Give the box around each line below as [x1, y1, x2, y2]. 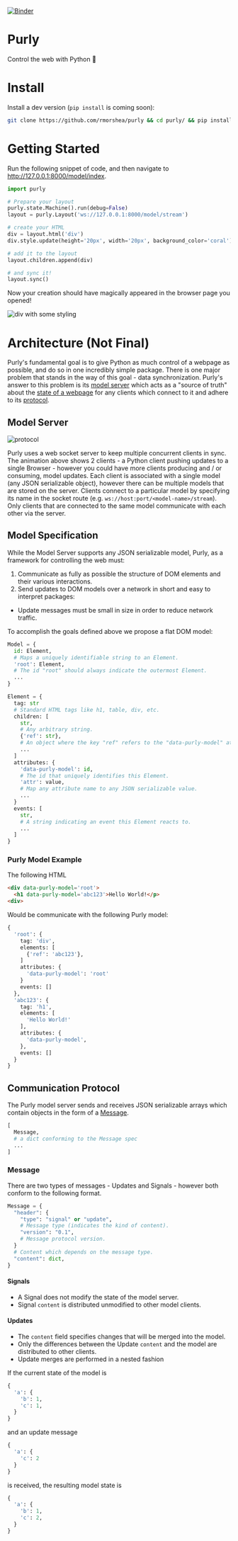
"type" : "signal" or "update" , [20, 1215, 113, 1223]
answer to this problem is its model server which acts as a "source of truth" [7, 381, 228, 389]
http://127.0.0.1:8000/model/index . [7, 171, 107, 180]
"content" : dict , [13, 1255, 65, 1262]
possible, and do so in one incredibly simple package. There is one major [7, 365, 221, 375]
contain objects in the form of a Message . [7, 1108, 130, 1117]
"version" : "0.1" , [20, 1229, 74, 1236]
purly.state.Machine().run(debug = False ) [7, 205, 129, 212]
